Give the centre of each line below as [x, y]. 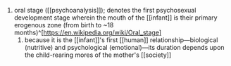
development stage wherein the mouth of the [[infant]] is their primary [115, 18]
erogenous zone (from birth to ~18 [64, 25]
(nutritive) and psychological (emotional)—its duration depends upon [124, 47]
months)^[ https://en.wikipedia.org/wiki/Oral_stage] [88, 32]
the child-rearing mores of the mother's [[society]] [98, 55]
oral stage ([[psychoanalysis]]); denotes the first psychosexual [105, 10]
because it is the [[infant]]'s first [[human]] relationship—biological [121, 40]
